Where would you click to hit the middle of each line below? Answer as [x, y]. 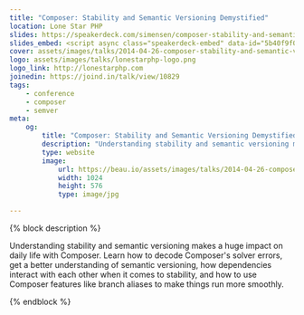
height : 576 [80, 186]
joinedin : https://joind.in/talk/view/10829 [95, 77]
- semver [42, 110]
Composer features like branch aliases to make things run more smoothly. [147, 284]
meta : [19, 119]
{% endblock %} [40, 301]
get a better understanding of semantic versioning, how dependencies [141, 265]
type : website [68, 152]
